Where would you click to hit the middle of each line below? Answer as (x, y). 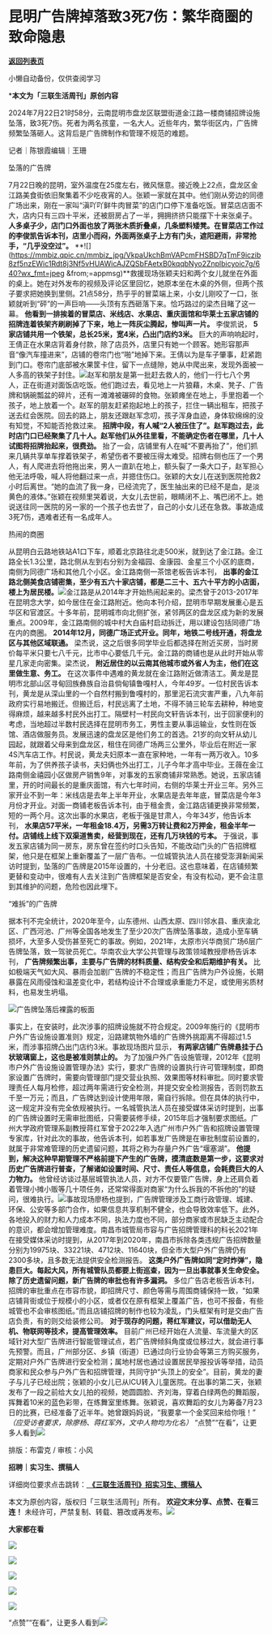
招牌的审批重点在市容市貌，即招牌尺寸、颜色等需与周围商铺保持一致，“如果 (134, 1290)
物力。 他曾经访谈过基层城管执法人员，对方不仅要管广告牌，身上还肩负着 (137, 1179)
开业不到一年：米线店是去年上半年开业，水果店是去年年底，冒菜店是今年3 (138, 795)
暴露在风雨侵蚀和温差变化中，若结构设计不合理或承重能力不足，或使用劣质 (132, 982)
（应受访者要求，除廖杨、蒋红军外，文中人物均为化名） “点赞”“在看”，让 (129, 1422)
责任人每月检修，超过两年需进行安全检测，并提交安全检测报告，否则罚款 (136, 1087)
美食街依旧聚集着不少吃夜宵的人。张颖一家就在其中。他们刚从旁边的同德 (143, 195)
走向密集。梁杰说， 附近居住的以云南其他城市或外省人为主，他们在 (140, 663)
